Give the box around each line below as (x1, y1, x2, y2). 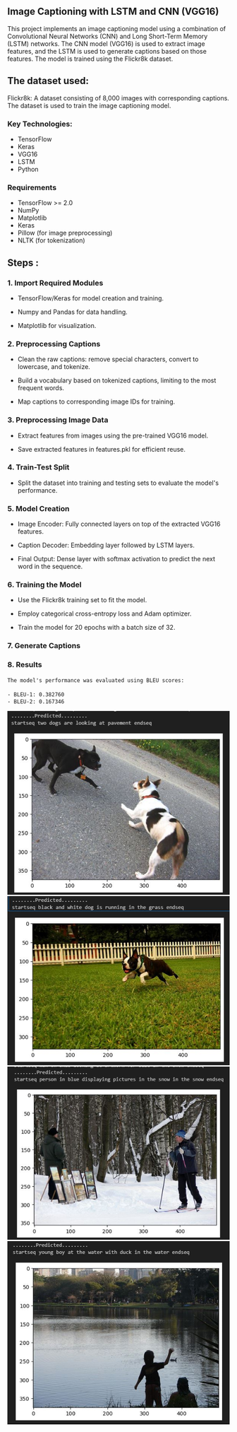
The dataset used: (7, 75, 90, 87)
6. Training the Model (7, 580, 82, 589)
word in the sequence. (17, 562, 83, 571)
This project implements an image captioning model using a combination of (7, 24, 226, 33)
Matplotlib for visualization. (17, 321, 97, 329)
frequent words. (17, 384, 65, 392)
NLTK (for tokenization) (17, 236, 86, 245)
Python (17, 165, 39, 173)
